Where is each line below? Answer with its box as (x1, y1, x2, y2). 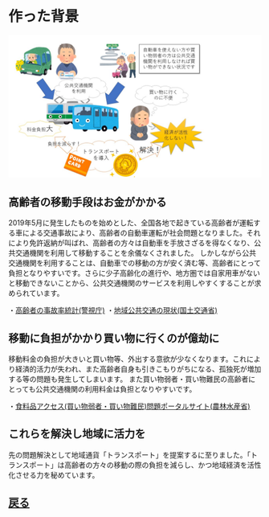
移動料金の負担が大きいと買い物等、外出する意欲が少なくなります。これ (8, 355, 247, 364)
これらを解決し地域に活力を (8, 427, 146, 441)
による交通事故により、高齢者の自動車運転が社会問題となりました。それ (22, 228, 261, 238)
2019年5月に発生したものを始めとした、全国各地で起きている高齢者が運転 (8, 218, 255, 228)
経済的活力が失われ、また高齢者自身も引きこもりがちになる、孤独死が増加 (14, 364, 262, 374)
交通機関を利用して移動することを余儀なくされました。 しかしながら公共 (14, 248, 257, 258)
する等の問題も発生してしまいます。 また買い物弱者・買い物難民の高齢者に (8, 375, 256, 384)
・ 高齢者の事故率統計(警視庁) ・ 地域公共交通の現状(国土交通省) (8, 306, 218, 315)
